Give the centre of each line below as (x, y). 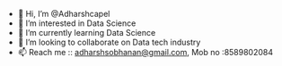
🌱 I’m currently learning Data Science (87, 33)
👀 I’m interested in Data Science (77, 23)
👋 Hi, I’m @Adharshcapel (64, 14)
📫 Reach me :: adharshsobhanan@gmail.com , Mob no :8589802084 (145, 52)
